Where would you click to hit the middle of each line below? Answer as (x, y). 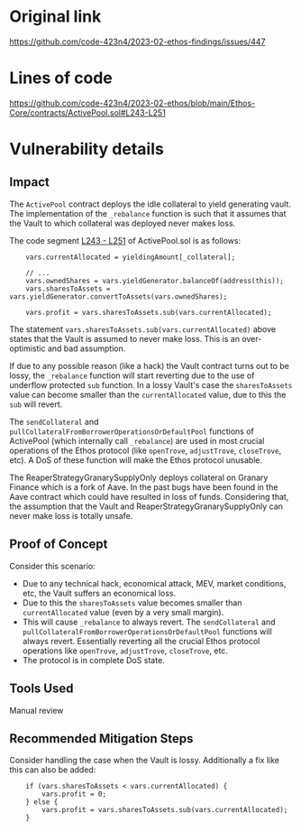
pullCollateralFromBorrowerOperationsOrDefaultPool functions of (132, 431)
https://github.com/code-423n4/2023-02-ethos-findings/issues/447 (137, 42)
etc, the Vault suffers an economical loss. (99, 593)
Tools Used (41, 689)
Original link (55, 17)
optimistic (27, 348)
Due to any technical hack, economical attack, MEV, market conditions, (154, 583)
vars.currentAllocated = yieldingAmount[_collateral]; (131, 257)
